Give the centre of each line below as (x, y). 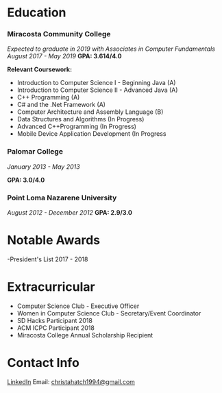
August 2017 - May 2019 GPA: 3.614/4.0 (64, 56)
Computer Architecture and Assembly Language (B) (90, 112)
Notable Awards (54, 240)
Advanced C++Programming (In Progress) (77, 127)
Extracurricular (51, 287)
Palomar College (35, 152)
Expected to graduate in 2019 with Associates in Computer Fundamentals (111, 49)
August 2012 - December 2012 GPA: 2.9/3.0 (70, 213)
